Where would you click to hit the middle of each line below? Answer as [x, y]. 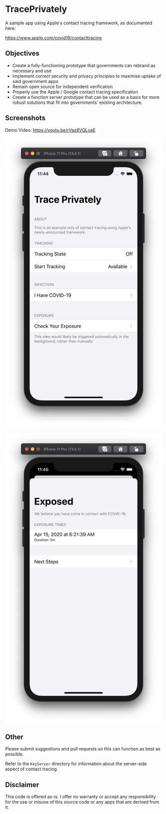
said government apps [35, 81]
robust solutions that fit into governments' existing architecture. [77, 102]
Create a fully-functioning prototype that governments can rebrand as [84, 65]
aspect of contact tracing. [32, 769]
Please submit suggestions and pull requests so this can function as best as [83, 749]
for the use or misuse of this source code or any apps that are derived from [82, 802]
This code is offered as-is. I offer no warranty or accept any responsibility [81, 797]
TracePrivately [36, 9]
